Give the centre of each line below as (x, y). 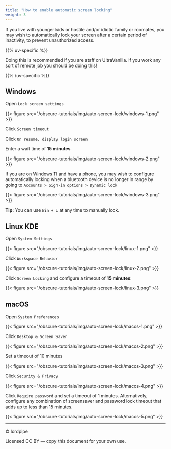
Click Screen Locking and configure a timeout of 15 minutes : (68, 278)
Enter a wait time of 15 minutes (38, 149)
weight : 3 (16, 15)
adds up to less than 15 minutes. (39, 407)
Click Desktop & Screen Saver (36, 336)
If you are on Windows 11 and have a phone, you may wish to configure (80, 174)
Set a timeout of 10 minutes (34, 356)
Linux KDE (22, 226)
